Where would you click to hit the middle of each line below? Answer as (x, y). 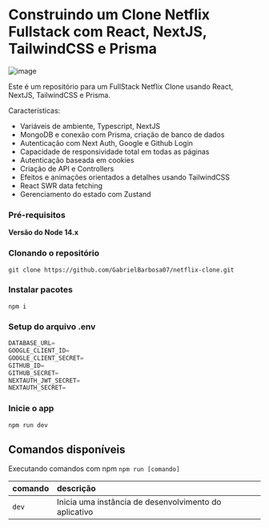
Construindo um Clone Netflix (109, 15)
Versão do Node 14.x (43, 232)
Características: (34, 111)
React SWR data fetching (61, 185)
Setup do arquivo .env (52, 326)
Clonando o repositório (54, 253)
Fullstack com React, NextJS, (108, 32)
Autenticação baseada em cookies (77, 160)
